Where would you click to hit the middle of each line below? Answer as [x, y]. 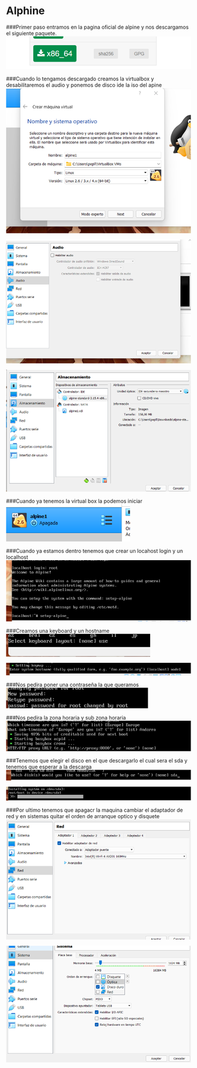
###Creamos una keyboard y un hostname [58, 631]
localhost [17, 557]
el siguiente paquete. [31, 33]
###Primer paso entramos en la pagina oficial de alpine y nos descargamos [97, 27]
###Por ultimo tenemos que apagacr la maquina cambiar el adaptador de [95, 810]
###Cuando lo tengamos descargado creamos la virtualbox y [80, 79]
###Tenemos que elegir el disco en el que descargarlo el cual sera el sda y [97, 761]
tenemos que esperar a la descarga [49, 767]
